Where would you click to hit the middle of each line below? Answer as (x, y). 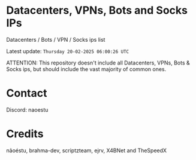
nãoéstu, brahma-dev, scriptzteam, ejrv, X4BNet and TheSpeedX (86, 150)
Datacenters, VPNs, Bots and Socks (97, 10)
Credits (25, 134)
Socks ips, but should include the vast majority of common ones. (86, 69)
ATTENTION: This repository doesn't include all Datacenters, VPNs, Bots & (98, 63)
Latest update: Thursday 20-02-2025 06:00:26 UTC (68, 51)
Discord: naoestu (27, 110)
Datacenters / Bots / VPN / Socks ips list (56, 39)
